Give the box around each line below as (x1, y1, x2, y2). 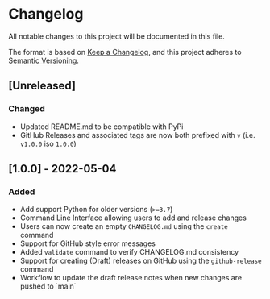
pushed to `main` (19, 281, 77, 291)
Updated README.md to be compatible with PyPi (19, 122, 184, 131)
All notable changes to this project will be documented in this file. (8, 31, 226, 41)
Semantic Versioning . (8, 56, 79, 65)
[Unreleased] (8, 79, 77, 93)
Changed (8, 103, 46, 114)
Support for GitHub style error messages (19, 239, 156, 248)
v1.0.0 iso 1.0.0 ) (19, 139, 77, 148)
